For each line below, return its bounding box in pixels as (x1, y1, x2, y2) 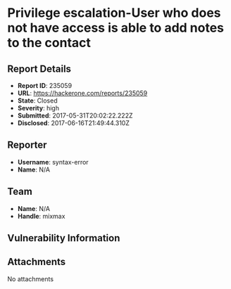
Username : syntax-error (17, 158, 89, 166)
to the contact (7, 35, 92, 51)
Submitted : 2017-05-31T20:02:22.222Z (17, 111, 133, 120)
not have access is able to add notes (7, 20, 224, 36)
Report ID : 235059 (17, 82, 73, 89)
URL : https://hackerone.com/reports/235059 (17, 89, 148, 97)
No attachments (7, 274, 54, 283)
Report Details (7, 63, 72, 75)
